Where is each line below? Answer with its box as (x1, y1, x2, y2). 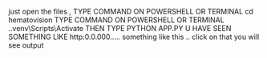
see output (8, 41, 44, 50)
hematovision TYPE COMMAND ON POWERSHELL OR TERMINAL (8, 15, 225, 25)
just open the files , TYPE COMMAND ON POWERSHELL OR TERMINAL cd (8, 7, 254, 16)
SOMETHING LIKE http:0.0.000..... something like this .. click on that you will (8, 32, 260, 41)
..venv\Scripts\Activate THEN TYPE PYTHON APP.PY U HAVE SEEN (8, 24, 232, 33)
